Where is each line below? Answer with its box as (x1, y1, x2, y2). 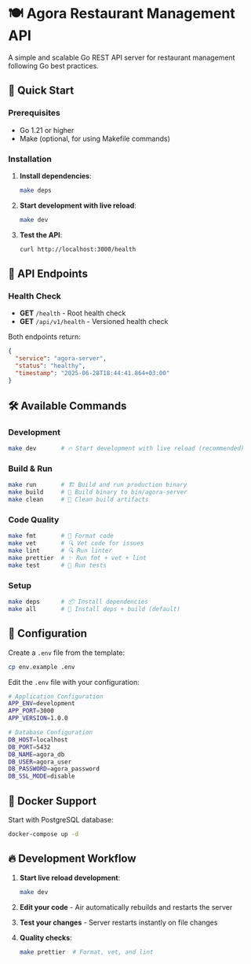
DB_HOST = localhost (8, 735, 68, 744)
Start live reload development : (19, 873, 121, 882)
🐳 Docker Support (8, 794, 96, 808)
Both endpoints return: (8, 332, 81, 341)
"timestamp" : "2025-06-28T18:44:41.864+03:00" (15, 369, 170, 377)
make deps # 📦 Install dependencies (8, 598, 149, 606)
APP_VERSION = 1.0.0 (8, 715, 68, 723)
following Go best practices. (8, 61, 100, 70)
